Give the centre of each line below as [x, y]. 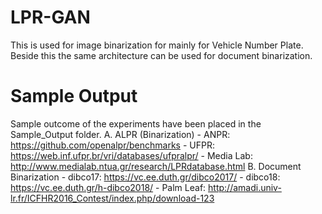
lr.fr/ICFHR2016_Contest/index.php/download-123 [112, 198]
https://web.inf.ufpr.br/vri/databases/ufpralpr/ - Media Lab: [131, 155]
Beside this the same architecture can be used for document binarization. [161, 55]
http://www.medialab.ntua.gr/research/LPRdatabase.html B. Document [156, 166]
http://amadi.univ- [245, 187]
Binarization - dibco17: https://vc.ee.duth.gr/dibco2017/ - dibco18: [145, 177]
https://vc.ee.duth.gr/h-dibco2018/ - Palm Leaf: [108, 187]
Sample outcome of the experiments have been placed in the [136, 123]
